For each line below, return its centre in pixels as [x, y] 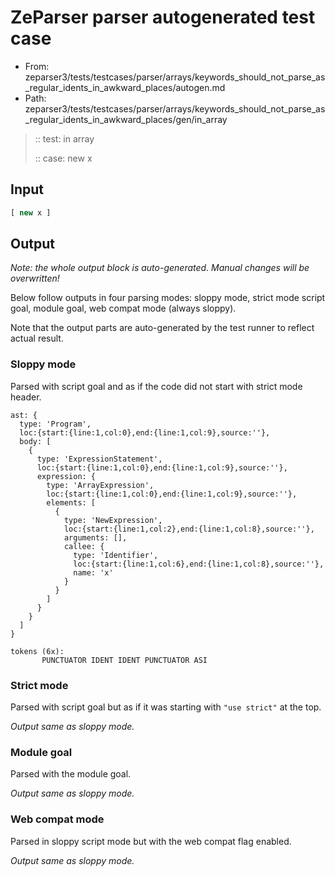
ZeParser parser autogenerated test [163, 17]
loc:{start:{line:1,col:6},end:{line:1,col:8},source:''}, [199, 564]
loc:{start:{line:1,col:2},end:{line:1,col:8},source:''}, [189, 529]
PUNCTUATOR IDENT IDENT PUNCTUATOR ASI [124, 660]
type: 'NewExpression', [113, 520]
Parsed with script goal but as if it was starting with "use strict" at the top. [166, 707]
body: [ [35, 441]
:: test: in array [64, 138]
